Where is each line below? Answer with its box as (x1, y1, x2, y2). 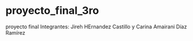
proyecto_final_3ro (5, 4, 99, 17)
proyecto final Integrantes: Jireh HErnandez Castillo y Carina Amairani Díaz (5, 23, 187, 30)
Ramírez (5, 29, 26, 36)
